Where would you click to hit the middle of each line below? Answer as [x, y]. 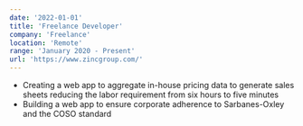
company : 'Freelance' [50, 34]
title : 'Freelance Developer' [66, 26]
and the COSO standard [67, 114]
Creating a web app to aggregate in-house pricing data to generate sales [158, 85]
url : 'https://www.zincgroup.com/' [76, 59]
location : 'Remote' [46, 43]
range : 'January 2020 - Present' [72, 51]
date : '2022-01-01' [46, 18]
